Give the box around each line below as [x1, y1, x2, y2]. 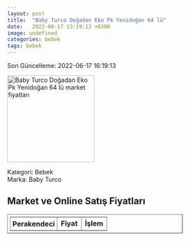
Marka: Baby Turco [7, 175, 62, 183]
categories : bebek [7, 36, 61, 43]
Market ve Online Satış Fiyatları [7, 195, 146, 207]
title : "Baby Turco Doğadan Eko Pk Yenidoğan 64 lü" [7, 17, 167, 24]
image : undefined [7, 29, 58, 37]
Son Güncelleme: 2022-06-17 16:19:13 [7, 62, 116, 69]
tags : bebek [7, 42, 42, 49]
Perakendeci [13, 219, 56, 228]
